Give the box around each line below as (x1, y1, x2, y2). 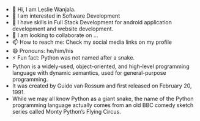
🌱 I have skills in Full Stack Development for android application (12, 19, 172, 26)
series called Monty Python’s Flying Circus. (12, 108, 121, 115)
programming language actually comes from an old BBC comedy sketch (12, 102, 194, 109)
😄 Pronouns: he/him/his (12, 47, 73, 54)
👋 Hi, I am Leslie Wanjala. (12, 6, 76, 13)
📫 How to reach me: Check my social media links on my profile (12, 38, 172, 46)
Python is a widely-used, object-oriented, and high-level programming (12, 63, 190, 70)
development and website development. (12, 25, 114, 32)
